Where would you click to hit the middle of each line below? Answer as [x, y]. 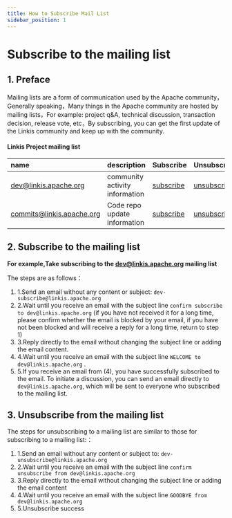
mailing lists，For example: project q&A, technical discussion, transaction [111, 114]
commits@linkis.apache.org [56, 214]
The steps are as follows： [45, 278]
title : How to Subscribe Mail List [58, 13]
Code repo [124, 205]
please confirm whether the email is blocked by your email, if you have [118, 320]
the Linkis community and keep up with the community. [86, 131]
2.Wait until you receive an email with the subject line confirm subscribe [120, 305]
